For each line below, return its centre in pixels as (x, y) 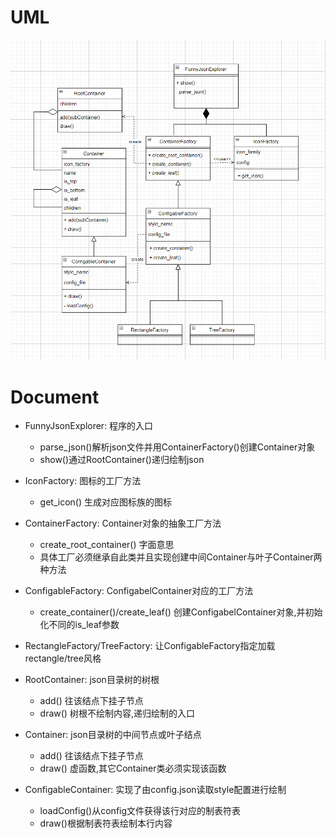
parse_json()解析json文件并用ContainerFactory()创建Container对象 (177, 447)
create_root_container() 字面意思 (107, 545)
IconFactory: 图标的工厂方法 (83, 481)
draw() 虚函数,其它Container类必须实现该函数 (133, 768)
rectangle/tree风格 (63, 658)
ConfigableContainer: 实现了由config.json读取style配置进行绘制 (155, 790)
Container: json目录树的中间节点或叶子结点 (113, 735)
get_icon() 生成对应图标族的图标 (105, 502)
